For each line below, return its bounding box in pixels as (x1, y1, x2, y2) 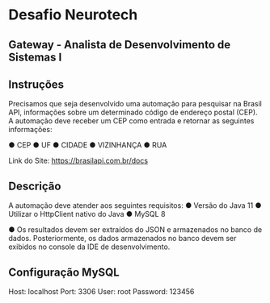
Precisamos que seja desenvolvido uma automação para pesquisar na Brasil (8, 99, 263, 109)
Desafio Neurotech (8, 6, 138, 24)
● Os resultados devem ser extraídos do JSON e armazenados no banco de (8, 225, 263, 235)
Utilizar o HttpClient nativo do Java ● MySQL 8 (8, 210, 166, 219)
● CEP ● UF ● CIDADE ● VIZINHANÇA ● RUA (8, 140, 167, 150)
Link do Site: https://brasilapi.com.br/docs (8, 156, 148, 166)
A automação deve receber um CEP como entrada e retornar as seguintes (8, 116, 255, 126)
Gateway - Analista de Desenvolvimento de (8, 38, 231, 52)
